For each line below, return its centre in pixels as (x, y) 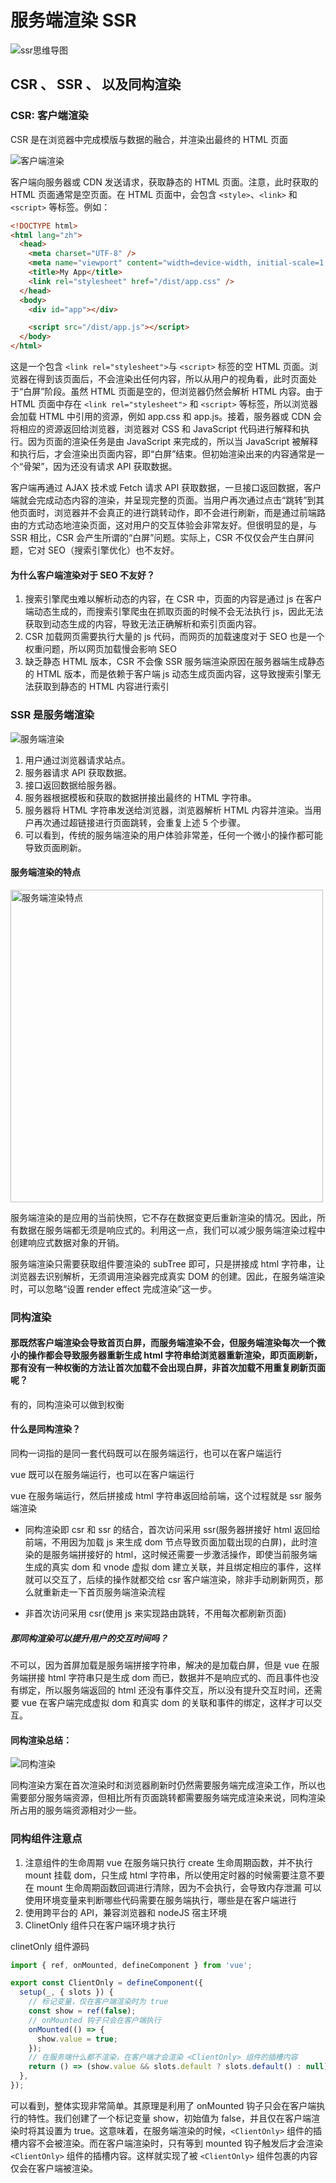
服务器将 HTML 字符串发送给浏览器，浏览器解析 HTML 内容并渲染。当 (168, 810)
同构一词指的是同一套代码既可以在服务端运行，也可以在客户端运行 (146, 1453)
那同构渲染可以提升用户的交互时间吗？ (89, 1638)
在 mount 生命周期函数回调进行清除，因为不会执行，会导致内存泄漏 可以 (173, 1887)
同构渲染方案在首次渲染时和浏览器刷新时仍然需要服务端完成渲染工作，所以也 (168, 1785)
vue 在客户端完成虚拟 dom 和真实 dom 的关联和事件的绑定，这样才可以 (167, 1702)
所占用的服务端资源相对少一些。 (76, 1810)
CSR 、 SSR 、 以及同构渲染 (96, 84)
